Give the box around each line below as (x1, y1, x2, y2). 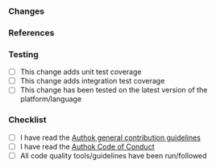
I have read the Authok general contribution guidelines (19, 133, 201, 142)
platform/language (19, 94, 82, 104)
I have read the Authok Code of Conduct (19, 141, 155, 151)
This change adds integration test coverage (19, 76, 165, 86)
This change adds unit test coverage (19, 67, 142, 77)
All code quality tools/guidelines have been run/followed (19, 150, 207, 160)
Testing (8, 48, 39, 59)
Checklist (8, 114, 47, 125)
